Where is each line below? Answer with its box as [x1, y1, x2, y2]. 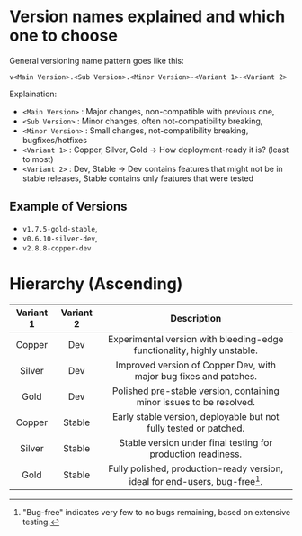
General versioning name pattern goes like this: [9, 55, 184, 66]
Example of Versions [9, 199, 128, 214]
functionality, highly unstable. [133, 344, 259, 357]
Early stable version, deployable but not [111, 410, 280, 422]
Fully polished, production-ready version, [108, 462, 284, 475]
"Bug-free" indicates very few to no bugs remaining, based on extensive [22, 507, 291, 518]
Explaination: [9, 88, 58, 99]
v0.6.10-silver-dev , [22, 232, 98, 243]
